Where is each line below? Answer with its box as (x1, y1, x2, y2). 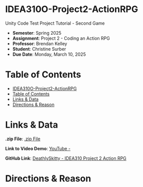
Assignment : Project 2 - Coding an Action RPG (12, 35, 110, 41)
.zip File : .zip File (5, 136, 41, 142)
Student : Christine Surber (12, 46, 66, 52)
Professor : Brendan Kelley (12, 40, 68, 46)
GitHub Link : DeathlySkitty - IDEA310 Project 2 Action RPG (5, 155, 127, 161)
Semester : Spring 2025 (12, 30, 62, 36)
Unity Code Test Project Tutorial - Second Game (5, 20, 105, 26)
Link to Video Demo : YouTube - (5, 145, 71, 151)
